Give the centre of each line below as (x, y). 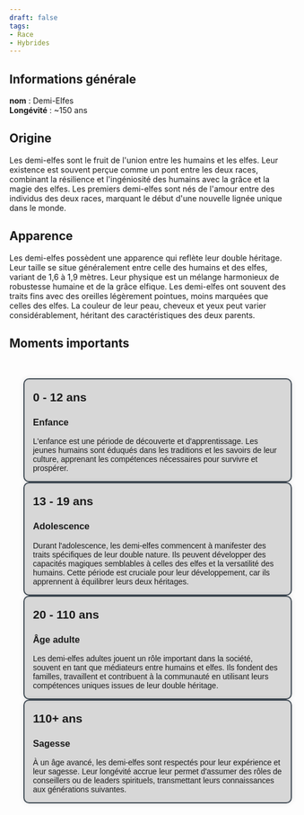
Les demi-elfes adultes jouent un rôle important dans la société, (143, 658)
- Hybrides (30, 43)
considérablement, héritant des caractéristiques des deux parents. (132, 314)
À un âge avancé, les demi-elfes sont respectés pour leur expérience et (156, 763)
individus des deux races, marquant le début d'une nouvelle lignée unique (146, 198)
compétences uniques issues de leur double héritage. (126, 685)
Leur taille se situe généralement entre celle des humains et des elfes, (139, 267)
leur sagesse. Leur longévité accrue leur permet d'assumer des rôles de (157, 772)
